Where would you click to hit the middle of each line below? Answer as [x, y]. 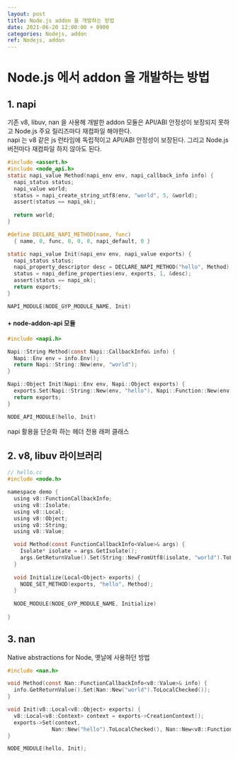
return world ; [34, 215]
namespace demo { [33, 492]
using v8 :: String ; [41, 525]
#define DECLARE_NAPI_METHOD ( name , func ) [69, 234]
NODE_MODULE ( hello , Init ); [47, 749]
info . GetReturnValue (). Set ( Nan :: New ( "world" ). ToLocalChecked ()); [112, 690]
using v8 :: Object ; [41, 518]
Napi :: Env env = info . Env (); [57, 358]
